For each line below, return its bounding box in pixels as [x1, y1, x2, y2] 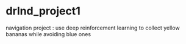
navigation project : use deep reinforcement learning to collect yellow [5, 24, 181, 31]
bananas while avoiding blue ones [5, 30, 91, 37]
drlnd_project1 [5, 4, 80, 18]
